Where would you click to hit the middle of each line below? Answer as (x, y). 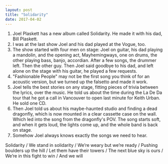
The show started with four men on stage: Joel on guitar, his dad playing (88, 50)
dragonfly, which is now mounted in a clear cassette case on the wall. (85, 114)
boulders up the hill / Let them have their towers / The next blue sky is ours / (84, 151)
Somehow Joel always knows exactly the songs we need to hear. (80, 135)
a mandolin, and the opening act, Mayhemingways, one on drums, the (85, 55)
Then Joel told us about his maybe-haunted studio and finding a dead (85, 108)
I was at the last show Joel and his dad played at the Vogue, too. (79, 44)
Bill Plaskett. (25, 39)
